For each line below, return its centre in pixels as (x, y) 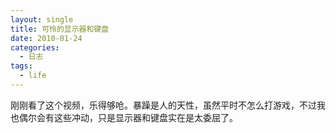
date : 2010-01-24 (46, 38)
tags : (21, 66)
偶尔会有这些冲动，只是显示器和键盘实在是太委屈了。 (128, 117)
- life (33, 76)
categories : (35, 47)
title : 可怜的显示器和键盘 (60, 29)
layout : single (42, 19)
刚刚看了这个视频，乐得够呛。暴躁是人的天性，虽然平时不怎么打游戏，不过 (163, 105)
